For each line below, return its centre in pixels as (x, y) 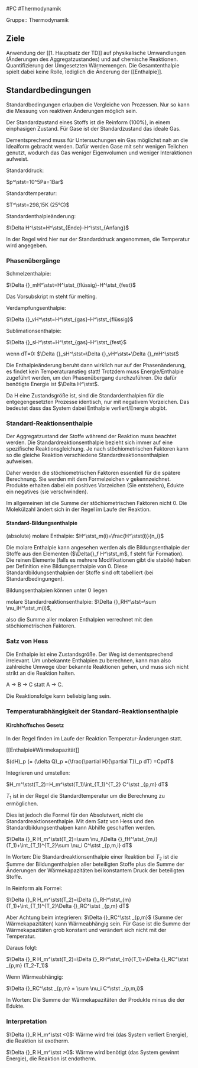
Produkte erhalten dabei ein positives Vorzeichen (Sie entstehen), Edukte (95, 486)
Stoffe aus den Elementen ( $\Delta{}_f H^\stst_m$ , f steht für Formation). (95, 554)
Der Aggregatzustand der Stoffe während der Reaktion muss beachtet (91, 436)
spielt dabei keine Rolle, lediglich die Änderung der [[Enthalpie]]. (84, 72)
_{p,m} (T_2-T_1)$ (27, 966)
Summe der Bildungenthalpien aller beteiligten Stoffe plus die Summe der (95, 864)
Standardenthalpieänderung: (41, 216)
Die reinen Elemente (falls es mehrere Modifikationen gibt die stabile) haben (98, 560)
